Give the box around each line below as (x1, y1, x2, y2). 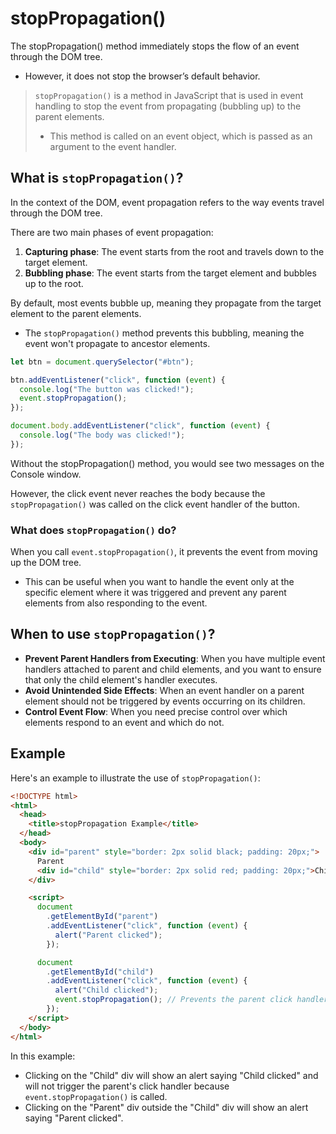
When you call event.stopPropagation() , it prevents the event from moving (10, 546, 318, 558)
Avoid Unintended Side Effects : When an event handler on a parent (24, 684, 305, 696)
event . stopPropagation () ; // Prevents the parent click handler (54, 995, 329, 1005)
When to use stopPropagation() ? (10, 626, 216, 643)
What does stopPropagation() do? (10, 523, 177, 537)
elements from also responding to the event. (24, 597, 208, 609)
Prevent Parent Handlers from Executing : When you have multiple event (24, 652, 326, 664)
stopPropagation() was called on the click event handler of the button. (10, 498, 300, 510)
